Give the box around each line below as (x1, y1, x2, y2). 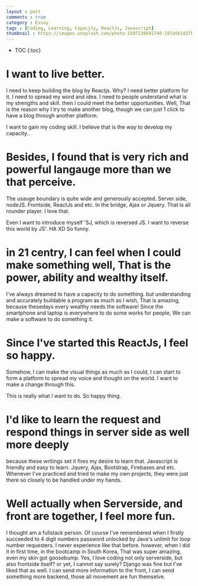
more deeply (6, 438, 70, 451)
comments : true (6, 14, 46, 20)
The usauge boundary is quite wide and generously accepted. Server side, (6, 195, 187, 202)
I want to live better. (6, 67, 105, 81)
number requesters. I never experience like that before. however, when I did (6, 541, 190, 549)
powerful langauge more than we (6, 163, 171, 176)
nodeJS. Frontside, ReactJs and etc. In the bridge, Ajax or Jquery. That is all (6, 201, 191, 208)
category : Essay (6, 19, 49, 25)
